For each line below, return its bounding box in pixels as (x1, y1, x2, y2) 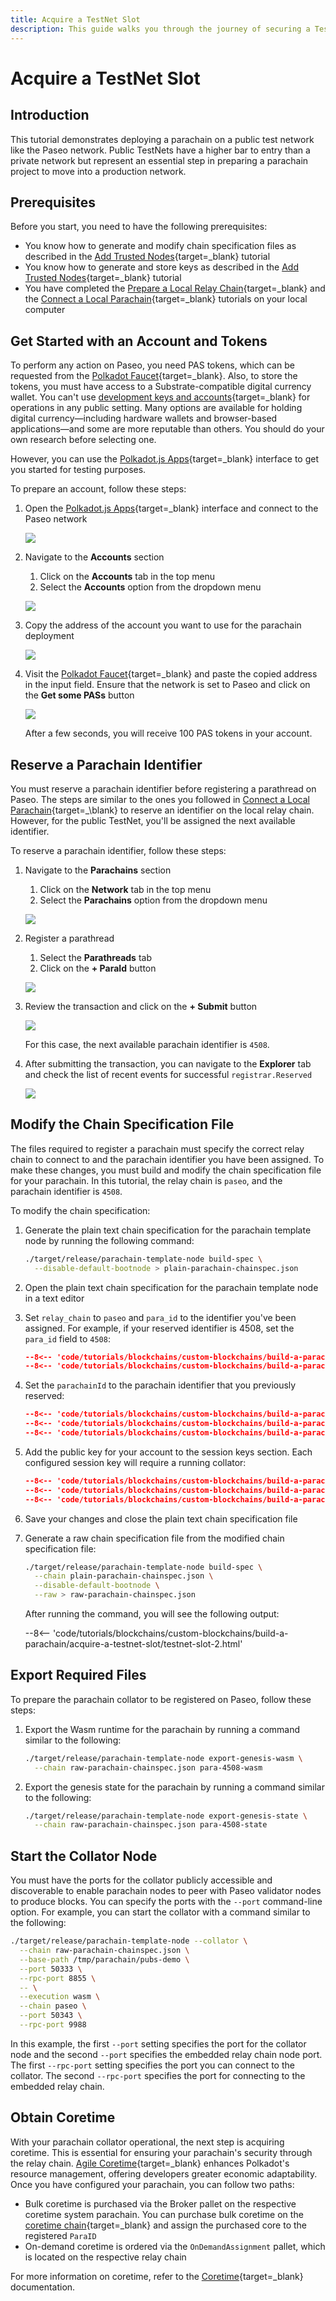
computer (24, 304, 66, 316)
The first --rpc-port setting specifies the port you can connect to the (10, 2059, 295, 2071)
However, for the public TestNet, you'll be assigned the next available (10, 814, 296, 826)
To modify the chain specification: (10, 1204, 151, 1216)
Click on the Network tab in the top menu (39, 883, 212, 895)
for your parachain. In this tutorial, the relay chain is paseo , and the (10, 1174, 283, 1186)
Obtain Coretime (10, 2109, 116, 2126)
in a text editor (24, 1292, 85, 1304)
